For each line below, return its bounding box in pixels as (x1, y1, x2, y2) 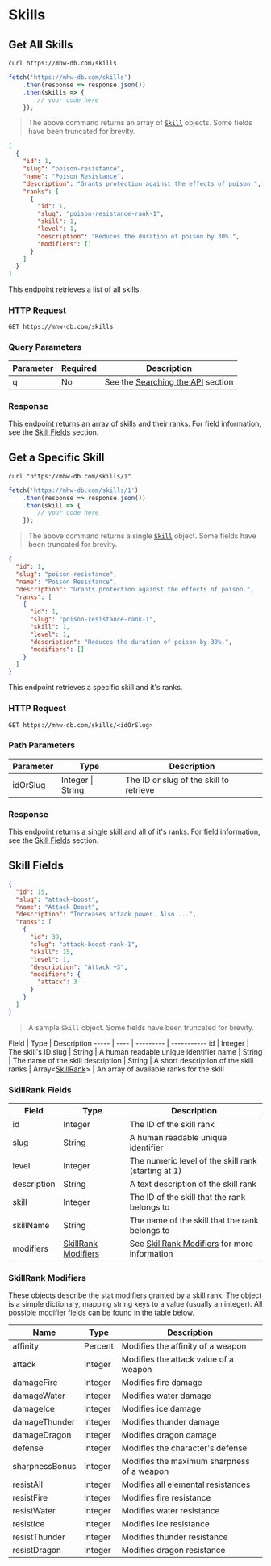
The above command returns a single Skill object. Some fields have (27, 531, 256, 541)
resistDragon (12, 1545, 62, 1556)
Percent (84, 1341, 115, 1352)
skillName (12, 1219, 50, 1231)
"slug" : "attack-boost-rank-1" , (29, 940, 139, 949)
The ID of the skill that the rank (129, 1191, 246, 1202)
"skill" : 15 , (29, 948, 74, 956)
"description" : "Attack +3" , (29, 963, 128, 971)
